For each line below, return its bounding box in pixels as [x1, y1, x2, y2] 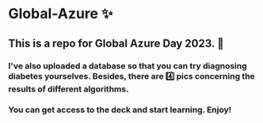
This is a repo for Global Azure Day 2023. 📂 [8, 36, 224, 50]
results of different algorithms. [8, 84, 129, 95]
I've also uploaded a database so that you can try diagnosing [8, 60, 247, 71]
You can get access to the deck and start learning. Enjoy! [8, 104, 232, 115]
